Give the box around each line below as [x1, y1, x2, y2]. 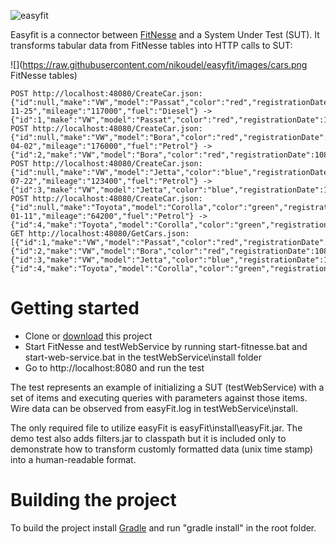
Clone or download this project [24, 330, 153, 342]
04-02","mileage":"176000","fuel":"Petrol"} [10, 141, 199, 151]
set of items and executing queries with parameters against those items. [10, 391, 308, 404]
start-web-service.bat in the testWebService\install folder [24, 351, 263, 363]
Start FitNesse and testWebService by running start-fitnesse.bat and [24, 340, 308, 352]
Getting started [10, 297, 140, 320]
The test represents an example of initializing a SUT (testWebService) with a [10, 381, 325, 393]
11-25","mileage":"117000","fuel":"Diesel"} [10, 106, 199, 116]
